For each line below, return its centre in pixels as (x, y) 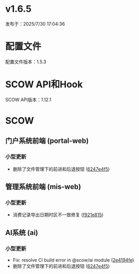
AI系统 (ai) (22, 233)
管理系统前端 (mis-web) (43, 187)
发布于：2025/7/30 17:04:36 (35, 24)
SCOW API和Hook (44, 85)
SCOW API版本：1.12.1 (28, 99)
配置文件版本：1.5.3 (26, 62)
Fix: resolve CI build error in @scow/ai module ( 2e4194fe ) (73, 260)
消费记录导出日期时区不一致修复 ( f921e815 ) (58, 215)
